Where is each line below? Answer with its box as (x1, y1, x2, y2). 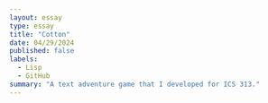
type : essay (9, 21, 54, 30)
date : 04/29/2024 (9, 38, 75, 47)
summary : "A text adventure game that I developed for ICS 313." (9, 80, 260, 89)
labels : (9, 55, 39, 64)
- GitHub (17, 72, 51, 81)
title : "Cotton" (9, 30, 70, 39)
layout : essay (9, 13, 63, 22)
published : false (9, 47, 75, 56)
